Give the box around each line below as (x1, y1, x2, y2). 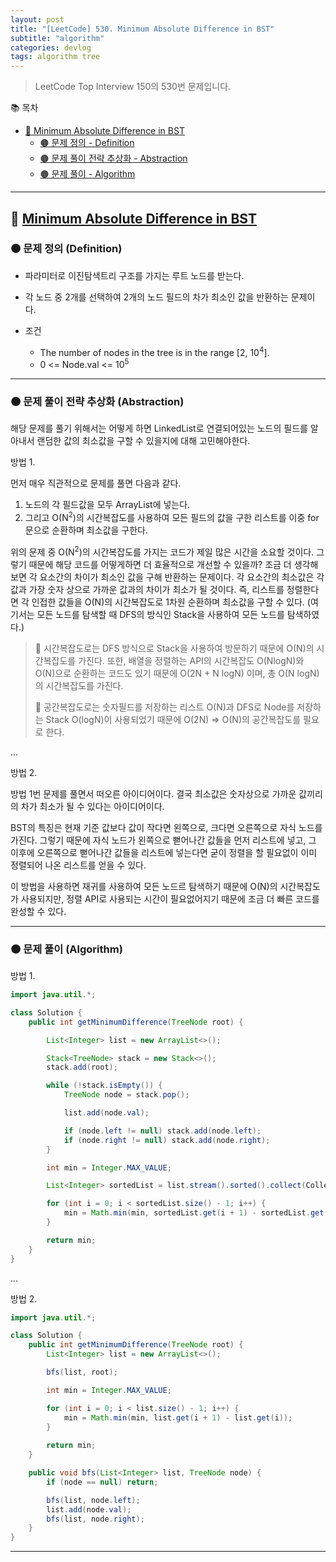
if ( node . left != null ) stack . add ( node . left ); (63, 1126, 262, 1136)
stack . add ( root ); (46, 1062, 118, 1073)
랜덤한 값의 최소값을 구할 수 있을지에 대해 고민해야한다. (36, 435, 251, 447)
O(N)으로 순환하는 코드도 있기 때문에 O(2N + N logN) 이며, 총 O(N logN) (34, 667, 320, 679)
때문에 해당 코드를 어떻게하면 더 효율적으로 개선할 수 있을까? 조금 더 (28, 558, 292, 570)
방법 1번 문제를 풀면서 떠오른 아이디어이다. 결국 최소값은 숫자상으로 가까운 (10, 787, 297, 800)
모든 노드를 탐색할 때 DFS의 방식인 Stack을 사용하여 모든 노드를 (36, 608, 285, 620)
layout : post (10, 14, 65, 25)
